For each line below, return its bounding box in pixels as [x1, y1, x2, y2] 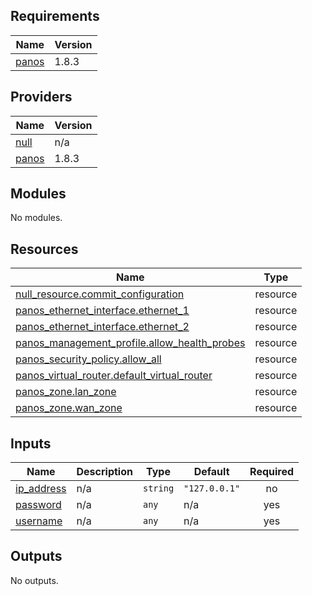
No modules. [10, 212, 63, 224]
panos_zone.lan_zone [15, 385, 117, 399]
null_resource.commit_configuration [15, 287, 185, 301]
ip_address [15, 482, 67, 496]
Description [76, 465, 133, 479]
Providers [10, 89, 73, 106]
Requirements [10, 8, 100, 25]
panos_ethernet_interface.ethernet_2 [15, 320, 190, 334]
